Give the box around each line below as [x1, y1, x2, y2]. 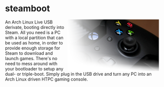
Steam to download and [5, 50, 53, 56]
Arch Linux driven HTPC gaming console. [5, 76, 88, 82]
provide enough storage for [5, 45, 61, 51]
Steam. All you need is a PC [5, 29, 61, 35]
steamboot [5, 3, 50, 14]
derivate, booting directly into [5, 24, 64, 30]
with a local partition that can [5, 35, 63, 41]
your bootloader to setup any [5, 65, 63, 71]
